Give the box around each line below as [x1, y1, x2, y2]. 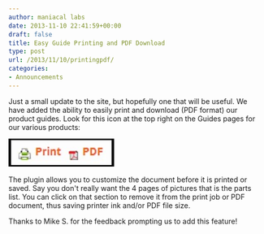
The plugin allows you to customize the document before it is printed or [8, 175, 248, 184]
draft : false [8, 30, 53, 38]
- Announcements [8, 73, 63, 81]
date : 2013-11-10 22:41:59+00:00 [8, 21, 122, 30]
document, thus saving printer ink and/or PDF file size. [8, 200, 191, 210]
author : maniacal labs [8, 13, 85, 21]
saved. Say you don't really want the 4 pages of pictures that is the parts [8, 183, 252, 193]
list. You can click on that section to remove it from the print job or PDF [8, 192, 245, 201]
